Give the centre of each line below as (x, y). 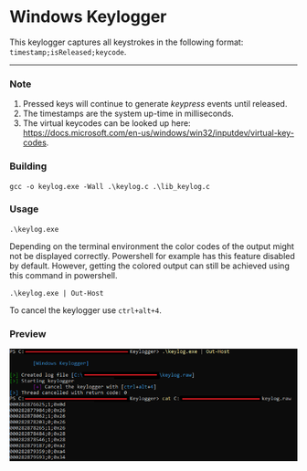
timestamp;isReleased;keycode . (68, 51)
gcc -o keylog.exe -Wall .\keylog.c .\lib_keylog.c (110, 186)
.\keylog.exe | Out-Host (57, 293)
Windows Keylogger (88, 17)
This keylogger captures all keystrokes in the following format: (127, 42)
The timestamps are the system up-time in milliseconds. (128, 114)
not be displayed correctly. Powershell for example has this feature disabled (152, 256)
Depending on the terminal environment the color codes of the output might (152, 246)
